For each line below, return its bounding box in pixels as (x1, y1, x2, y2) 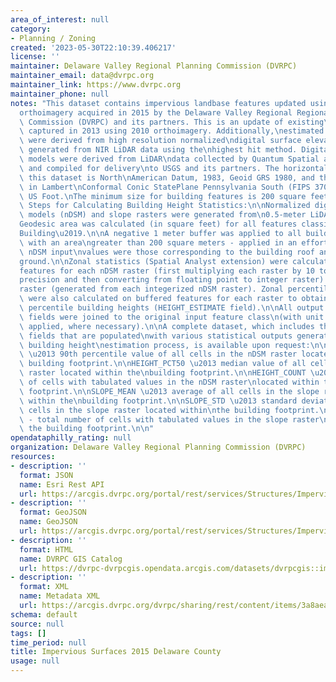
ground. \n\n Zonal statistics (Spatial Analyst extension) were (19, 256, 288, 266)
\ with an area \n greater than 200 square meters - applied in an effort (19, 237, 329, 248)
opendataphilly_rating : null (10, 433, 132, 443)
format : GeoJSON (19, 507, 87, 518)
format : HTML (19, 544, 74, 555)
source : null (10, 619, 65, 629)
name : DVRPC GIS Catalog (19, 554, 123, 564)
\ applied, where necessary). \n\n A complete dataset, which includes (19, 321, 315, 331)
